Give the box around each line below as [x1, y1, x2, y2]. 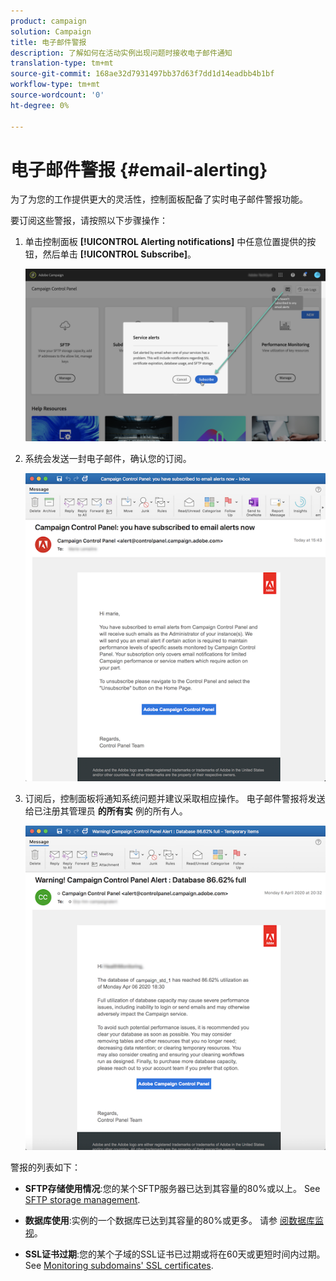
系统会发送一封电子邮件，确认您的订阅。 [24, 453, 192, 465]
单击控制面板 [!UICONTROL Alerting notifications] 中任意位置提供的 [24, 236, 308, 248]
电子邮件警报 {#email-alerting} [10, 158, 268, 181]
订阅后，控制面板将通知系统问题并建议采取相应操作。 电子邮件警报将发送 [24, 793, 326, 804]
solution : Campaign [10, 26, 92, 37]
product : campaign [10, 16, 87, 26]
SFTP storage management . [24, 1194, 141, 1206]
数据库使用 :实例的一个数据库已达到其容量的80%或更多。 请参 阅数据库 [24, 1215, 315, 1227]
